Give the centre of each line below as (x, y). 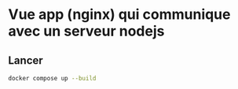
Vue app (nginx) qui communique (119, 15)
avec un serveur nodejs (86, 31)
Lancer (26, 60)
